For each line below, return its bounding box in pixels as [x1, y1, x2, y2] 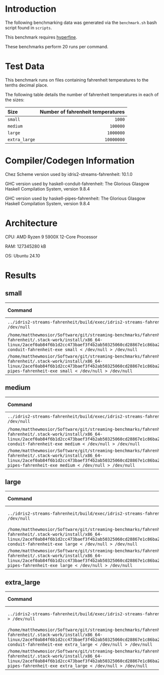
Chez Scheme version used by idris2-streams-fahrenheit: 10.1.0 [5, 171, 133, 177]
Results [5, 270, 37, 281]
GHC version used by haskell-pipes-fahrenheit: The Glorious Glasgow [5, 195, 145, 201]
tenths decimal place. [5, 82, 48, 88]
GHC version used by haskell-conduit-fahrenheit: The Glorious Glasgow [5, 181, 150, 187]
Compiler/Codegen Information [5, 155, 135, 167]
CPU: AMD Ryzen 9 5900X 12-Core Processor [5, 233, 98, 240]
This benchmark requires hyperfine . [5, 34, 77, 40]
